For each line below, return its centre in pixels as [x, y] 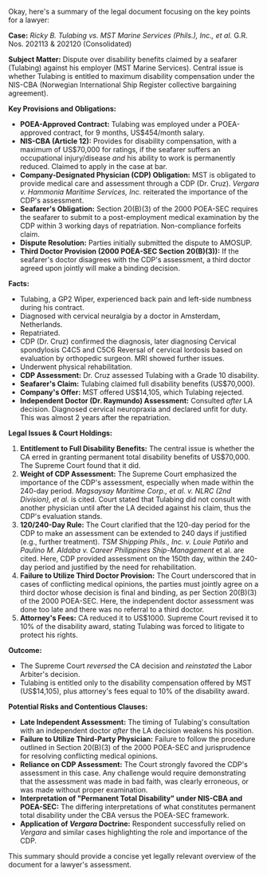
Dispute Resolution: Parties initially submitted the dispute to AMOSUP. [136, 243]
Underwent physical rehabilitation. [76, 367]
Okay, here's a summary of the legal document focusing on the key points [130, 12]
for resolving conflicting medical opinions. [88, 756]
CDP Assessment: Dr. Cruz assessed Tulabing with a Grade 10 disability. [139, 375]
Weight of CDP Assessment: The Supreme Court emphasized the [128, 474]
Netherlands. [41, 324]
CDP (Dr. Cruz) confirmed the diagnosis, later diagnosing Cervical [128, 341]
